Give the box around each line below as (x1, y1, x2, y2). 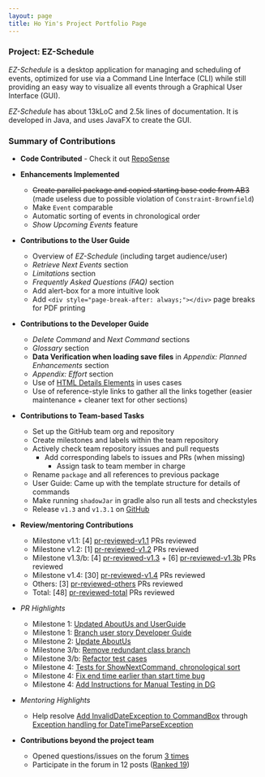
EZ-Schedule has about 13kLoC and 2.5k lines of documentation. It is (8, 106, 239, 116)
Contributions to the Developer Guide (19, 319, 149, 329)
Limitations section (32, 269, 96, 279)
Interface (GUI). (8, 90, 61, 100)
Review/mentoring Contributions (19, 520, 134, 530)
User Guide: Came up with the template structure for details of (32, 479, 241, 488)
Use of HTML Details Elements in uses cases (32, 378, 182, 388)
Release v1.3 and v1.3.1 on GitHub (32, 505, 150, 514)
